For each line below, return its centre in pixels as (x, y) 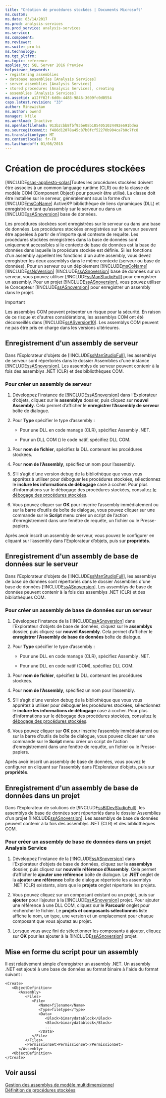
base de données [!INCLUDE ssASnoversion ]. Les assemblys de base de (79, 587)
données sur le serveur (42, 564)
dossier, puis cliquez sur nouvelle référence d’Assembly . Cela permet (84, 870)
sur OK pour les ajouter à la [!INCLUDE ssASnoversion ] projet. (75, 936)
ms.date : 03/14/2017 (27, 19)
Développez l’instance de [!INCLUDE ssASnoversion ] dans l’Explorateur (85, 395)
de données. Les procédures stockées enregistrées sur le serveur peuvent (81, 229)
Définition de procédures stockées (40, 1090)
